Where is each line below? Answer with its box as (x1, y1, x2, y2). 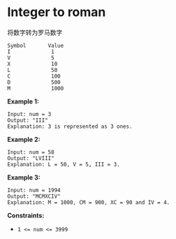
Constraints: (7, 211, 45, 219)
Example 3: (7, 173, 41, 182)
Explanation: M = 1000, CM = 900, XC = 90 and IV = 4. (7, 198, 170, 206)
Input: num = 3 (7, 110, 52, 117)
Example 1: (7, 97, 40, 106)
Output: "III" (7, 117, 49, 124)
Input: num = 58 (7, 148, 54, 156)
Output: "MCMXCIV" (7, 193, 61, 200)
